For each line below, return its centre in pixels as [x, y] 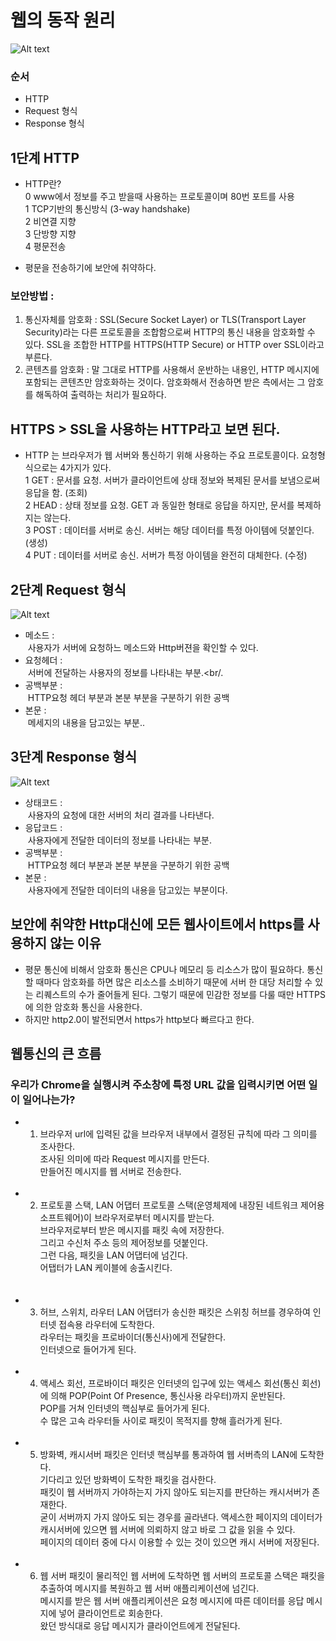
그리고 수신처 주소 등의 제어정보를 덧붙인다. [124, 1243]
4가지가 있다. [85, 468]
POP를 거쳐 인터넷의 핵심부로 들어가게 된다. [124, 1408]
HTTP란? [43, 184]
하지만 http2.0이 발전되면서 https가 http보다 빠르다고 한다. [139, 1019]
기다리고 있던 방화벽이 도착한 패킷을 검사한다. [128, 1480]
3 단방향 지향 [50, 234]
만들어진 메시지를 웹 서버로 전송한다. [110, 1172]
